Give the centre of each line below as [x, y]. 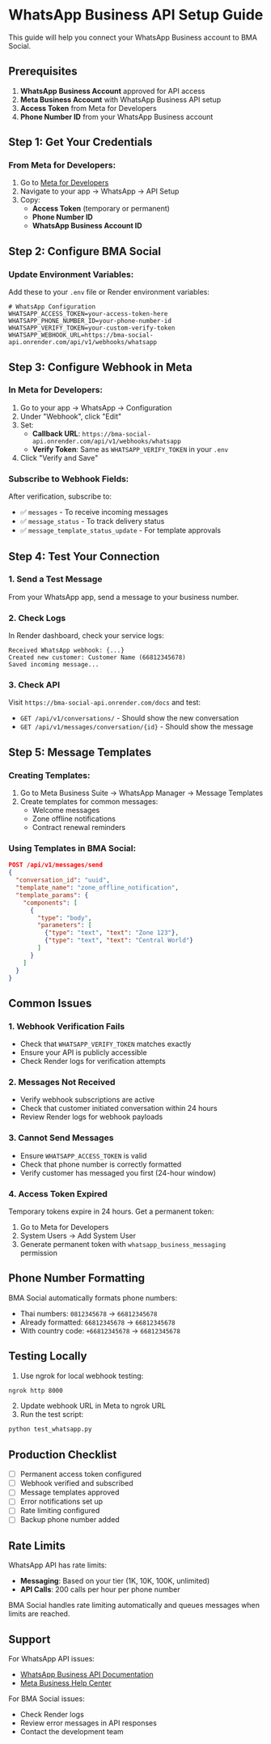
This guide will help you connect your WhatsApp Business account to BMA [133, 37]
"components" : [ [51, 903]
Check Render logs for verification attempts [93, 1061]
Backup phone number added [70, 1520]
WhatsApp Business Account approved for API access [112, 91]
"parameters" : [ [65, 925]
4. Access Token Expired [58, 1193]
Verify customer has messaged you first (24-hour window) [118, 1172]
